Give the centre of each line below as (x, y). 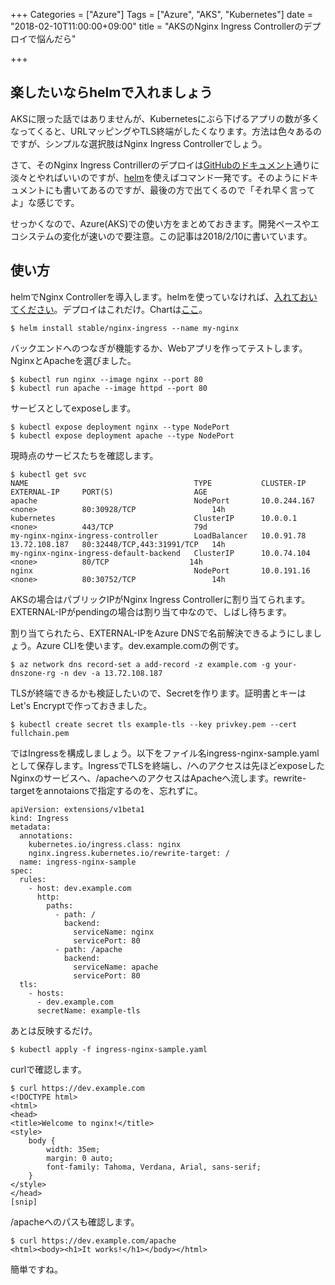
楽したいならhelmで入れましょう (111, 92)
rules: (33, 879)
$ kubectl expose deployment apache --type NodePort (122, 435)
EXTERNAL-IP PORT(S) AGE (109, 492)
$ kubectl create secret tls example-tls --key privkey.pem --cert (154, 724)
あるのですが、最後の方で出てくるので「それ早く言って (202, 190)
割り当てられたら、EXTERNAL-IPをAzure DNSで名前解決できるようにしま (162, 633)
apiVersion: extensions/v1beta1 (77, 809)
